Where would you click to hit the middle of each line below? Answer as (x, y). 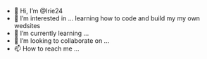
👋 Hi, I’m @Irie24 (38, 11)
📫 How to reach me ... (46, 48)
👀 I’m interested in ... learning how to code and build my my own (107, 18)
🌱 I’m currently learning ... (51, 33)
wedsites (27, 26)
